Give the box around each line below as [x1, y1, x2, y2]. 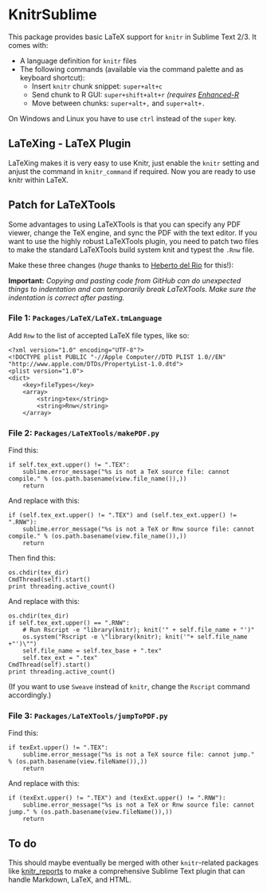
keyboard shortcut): [19, 73, 85, 82]
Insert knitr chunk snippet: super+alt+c [31, 81, 163, 91]
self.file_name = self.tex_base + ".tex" [22, 647, 162, 655]
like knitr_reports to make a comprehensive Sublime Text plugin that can [8, 866, 245, 876]
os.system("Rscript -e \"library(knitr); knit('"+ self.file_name [22, 633, 248, 641]
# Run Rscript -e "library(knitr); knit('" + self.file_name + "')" [22, 626, 255, 634]
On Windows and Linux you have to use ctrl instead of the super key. [8, 113, 237, 123]
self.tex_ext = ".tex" [22, 654, 98, 662]
